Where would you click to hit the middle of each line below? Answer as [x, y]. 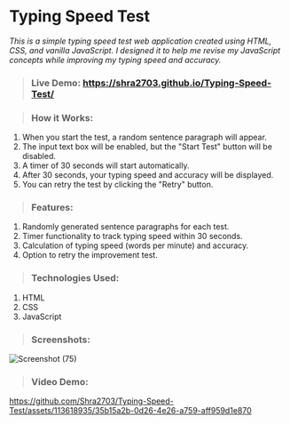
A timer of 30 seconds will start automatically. [106, 165]
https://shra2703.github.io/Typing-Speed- [177, 83]
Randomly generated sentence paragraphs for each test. [125, 227]
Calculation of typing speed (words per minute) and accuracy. [135, 245]
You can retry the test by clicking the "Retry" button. [118, 185]
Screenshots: [60, 340]
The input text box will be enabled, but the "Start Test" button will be [147, 147]
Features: [52, 208]
